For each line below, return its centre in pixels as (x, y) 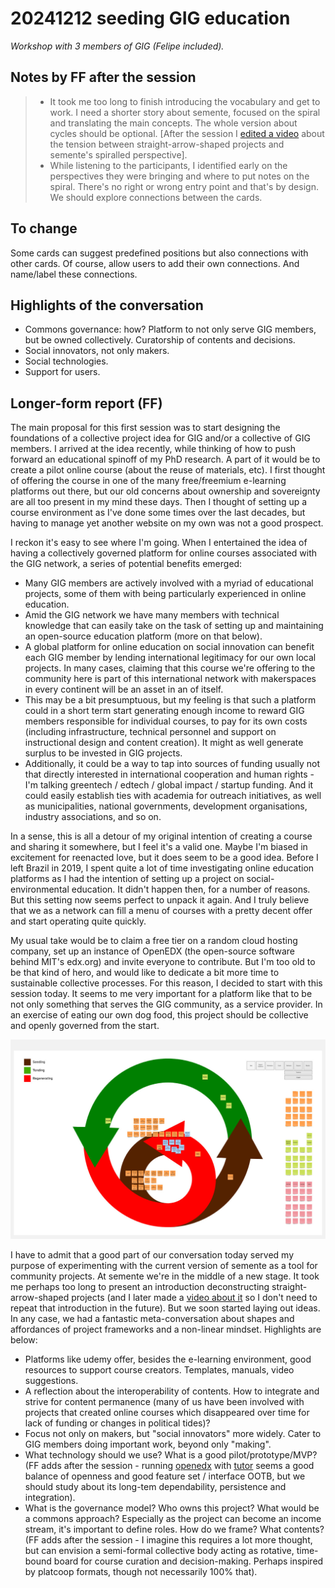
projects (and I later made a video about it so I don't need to (194, 1297)
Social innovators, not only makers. (97, 351)
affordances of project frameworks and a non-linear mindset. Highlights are (166, 1329)
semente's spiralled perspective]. (118, 154)
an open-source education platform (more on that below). (143, 636)
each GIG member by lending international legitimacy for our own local (170, 658)
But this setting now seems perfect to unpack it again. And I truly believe (160, 900)
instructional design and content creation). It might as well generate (164, 743)
